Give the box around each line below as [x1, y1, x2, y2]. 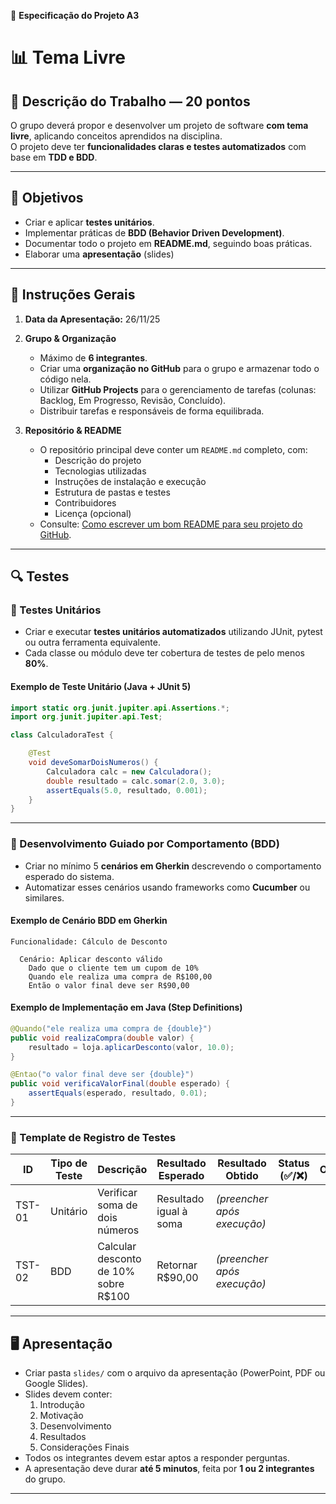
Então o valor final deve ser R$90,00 [28, 980, 190, 990]
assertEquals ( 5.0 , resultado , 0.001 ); [46, 785, 208, 795]
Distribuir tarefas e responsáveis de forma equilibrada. [39, 405, 265, 417]
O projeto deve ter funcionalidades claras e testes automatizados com [10, 141, 307, 152]
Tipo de [50, 1156, 88, 1170]
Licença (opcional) [54, 507, 132, 519]
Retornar [156, 1258, 198, 1272]
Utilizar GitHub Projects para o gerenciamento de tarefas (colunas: [39, 383, 317, 395]
